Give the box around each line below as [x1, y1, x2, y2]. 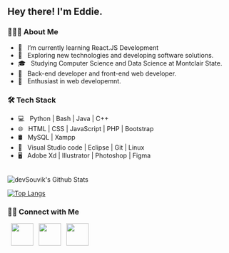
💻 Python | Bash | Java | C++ [17, 114, 109, 123]
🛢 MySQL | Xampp [17, 133, 76, 141]
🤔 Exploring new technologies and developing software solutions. [17, 51, 214, 59]
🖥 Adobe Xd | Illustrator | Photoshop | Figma [17, 151, 151, 160]
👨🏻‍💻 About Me [7, 27, 58, 37]
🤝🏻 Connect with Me [7, 207, 80, 217]
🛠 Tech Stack [7, 95, 56, 105]
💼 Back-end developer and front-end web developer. [17, 69, 177, 78]
